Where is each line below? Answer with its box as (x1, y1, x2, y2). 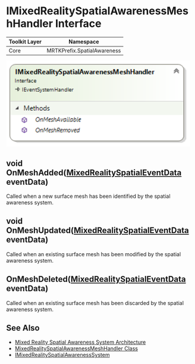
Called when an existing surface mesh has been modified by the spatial (6, 250, 181, 257)
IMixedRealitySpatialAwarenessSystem (14, 351, 110, 359)
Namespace (68, 38, 99, 45)
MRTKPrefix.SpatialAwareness (46, 46, 121, 54)
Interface (55, 17, 102, 30)
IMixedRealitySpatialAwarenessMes (6, 4, 189, 18)
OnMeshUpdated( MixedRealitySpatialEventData (6, 225, 189, 236)
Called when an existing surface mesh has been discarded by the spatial (6, 299, 184, 306)
